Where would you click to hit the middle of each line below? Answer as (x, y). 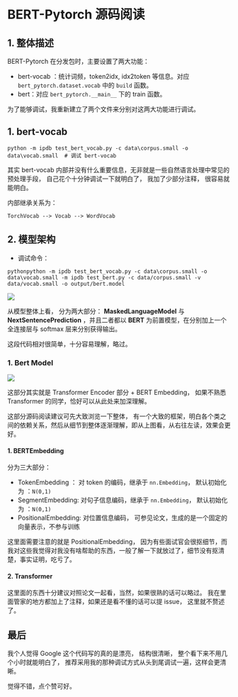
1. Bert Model (30, 362)
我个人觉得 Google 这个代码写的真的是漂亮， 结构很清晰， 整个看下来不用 (114, 654)
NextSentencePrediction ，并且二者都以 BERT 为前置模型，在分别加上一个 (117, 320)
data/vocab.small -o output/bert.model (66, 284)
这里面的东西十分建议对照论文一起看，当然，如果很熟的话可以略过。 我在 (114, 593)
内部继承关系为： (32, 202)
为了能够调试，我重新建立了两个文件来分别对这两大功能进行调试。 (103, 109)
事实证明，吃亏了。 (47, 559)
